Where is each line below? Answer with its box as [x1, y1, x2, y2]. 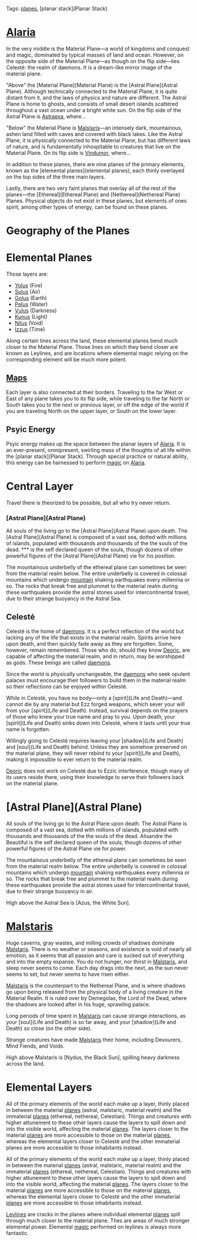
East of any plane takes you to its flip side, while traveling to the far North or [6, 395, 190, 402]
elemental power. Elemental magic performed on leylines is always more [6, 1223, 181, 1230]
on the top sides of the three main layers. [6, 173, 106, 180]
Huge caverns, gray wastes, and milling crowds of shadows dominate [6, 939, 175, 946]
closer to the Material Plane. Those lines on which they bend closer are [6, 344, 178, 351]
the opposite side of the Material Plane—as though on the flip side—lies [6, 57, 180, 64]
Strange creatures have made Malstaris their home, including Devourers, [6, 1036, 182, 1043]
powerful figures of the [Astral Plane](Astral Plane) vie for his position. [6, 552, 176, 559]
